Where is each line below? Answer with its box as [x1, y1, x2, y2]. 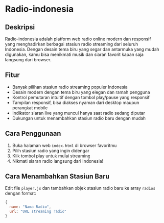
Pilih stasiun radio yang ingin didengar [12, 148, 90, 153]
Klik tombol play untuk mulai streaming [12, 153, 91, 159]
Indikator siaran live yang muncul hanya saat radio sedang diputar [12, 110, 145, 116]
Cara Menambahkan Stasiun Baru [5, 173, 110, 181]
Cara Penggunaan [5, 129, 61, 138]
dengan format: [5, 190, 37, 197]
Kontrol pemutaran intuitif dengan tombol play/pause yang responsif [12, 94, 150, 100]
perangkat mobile [12, 104, 48, 111]
